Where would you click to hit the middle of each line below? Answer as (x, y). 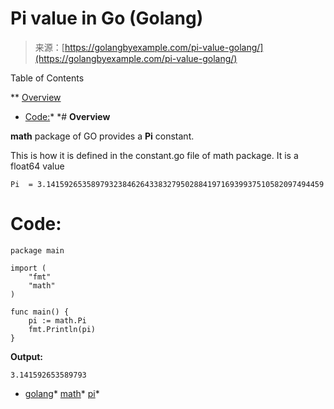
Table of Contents (47, 78)
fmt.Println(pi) (62, 329)
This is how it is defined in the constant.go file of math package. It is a (154, 155)
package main (37, 250)
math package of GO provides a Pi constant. (102, 136)
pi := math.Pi (57, 320)
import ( (28, 268)
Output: (26, 356)
